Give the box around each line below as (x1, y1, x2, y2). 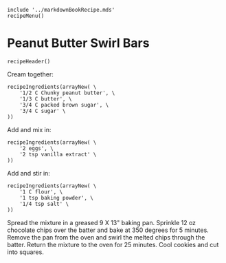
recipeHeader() (7, 58, 51, 65)
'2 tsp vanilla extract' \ (19, 151, 97, 158)
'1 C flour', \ (19, 188, 63, 196)
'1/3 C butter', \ (19, 95, 72, 103)
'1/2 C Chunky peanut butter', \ (19, 90, 115, 96)
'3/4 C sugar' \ (19, 107, 67, 114)
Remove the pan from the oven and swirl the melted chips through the (7, 233, 205, 241)
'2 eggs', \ (19, 145, 54, 151)
